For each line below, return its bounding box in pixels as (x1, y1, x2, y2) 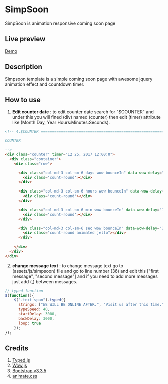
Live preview (5, 35, 46, 43)
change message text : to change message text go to (12, 262, 124, 269)
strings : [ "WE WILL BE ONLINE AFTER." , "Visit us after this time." (18, 302, 164, 307)
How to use (5, 95, 41, 104)
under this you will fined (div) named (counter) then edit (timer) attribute (12, 114, 161, 120)
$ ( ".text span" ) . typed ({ (14, 297, 66, 303)
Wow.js (12, 362, 27, 369)
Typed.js (12, 357, 30, 363)
